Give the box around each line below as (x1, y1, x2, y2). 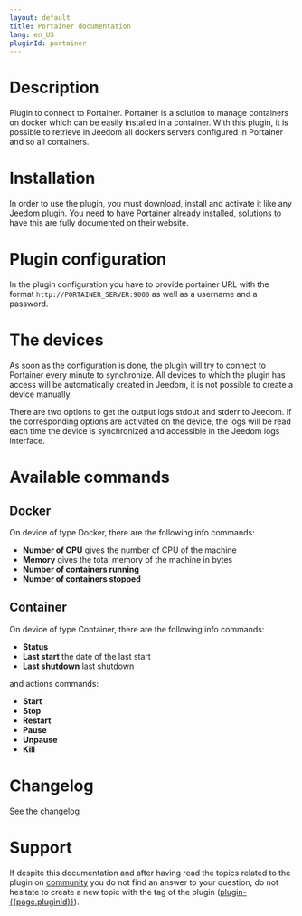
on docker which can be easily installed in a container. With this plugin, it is (9, 117, 289, 128)
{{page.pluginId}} (9, 896, 75, 907)
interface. (9, 436, 45, 446)
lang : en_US (9, 30, 54, 39)
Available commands (9, 468, 170, 487)
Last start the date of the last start (22, 651, 151, 661)
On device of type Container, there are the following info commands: (9, 623, 265, 634)
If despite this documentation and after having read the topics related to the (9, 867, 291, 878)
